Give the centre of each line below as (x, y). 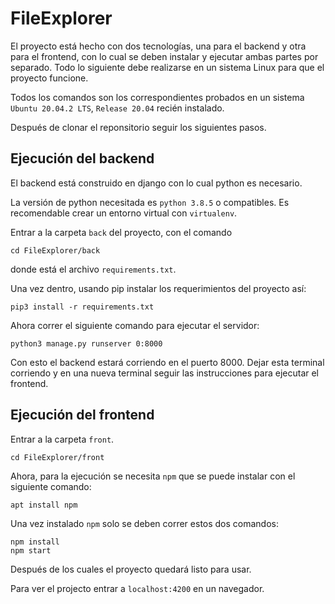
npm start (31, 550)
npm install (35, 542)
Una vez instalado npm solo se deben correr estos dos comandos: (145, 523)
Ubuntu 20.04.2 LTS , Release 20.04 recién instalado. (117, 108)
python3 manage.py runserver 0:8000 (86, 343)
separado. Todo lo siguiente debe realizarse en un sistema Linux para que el (167, 67)
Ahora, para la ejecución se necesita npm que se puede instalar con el (153, 476)
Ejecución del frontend (82, 415)
